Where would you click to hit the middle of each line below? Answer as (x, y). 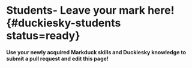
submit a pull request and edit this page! (58, 58)
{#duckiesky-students (64, 23)
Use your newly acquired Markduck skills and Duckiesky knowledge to (96, 52)
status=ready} (43, 36)
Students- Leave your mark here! (90, 10)
